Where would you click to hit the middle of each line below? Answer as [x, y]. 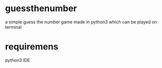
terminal [13, 27]
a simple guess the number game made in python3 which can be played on [81, 22]
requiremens [32, 47]
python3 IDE [18, 60]
